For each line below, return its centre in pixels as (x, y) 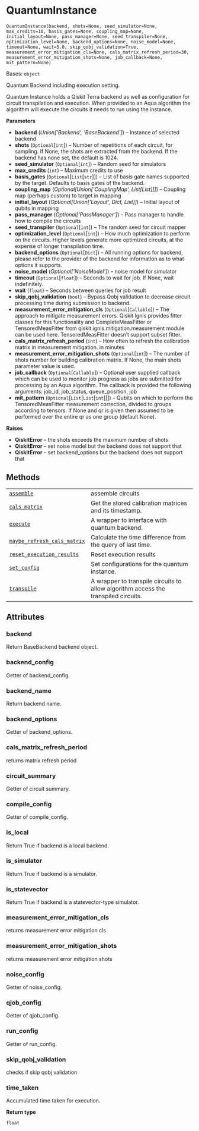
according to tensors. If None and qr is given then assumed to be (94, 410)
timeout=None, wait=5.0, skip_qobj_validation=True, (73, 47)
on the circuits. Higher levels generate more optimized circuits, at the (99, 240)
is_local (17, 832)
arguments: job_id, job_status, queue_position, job (76, 391)
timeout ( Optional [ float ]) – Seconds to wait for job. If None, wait (94, 278)
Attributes (25, 617)
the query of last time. (121, 545)
